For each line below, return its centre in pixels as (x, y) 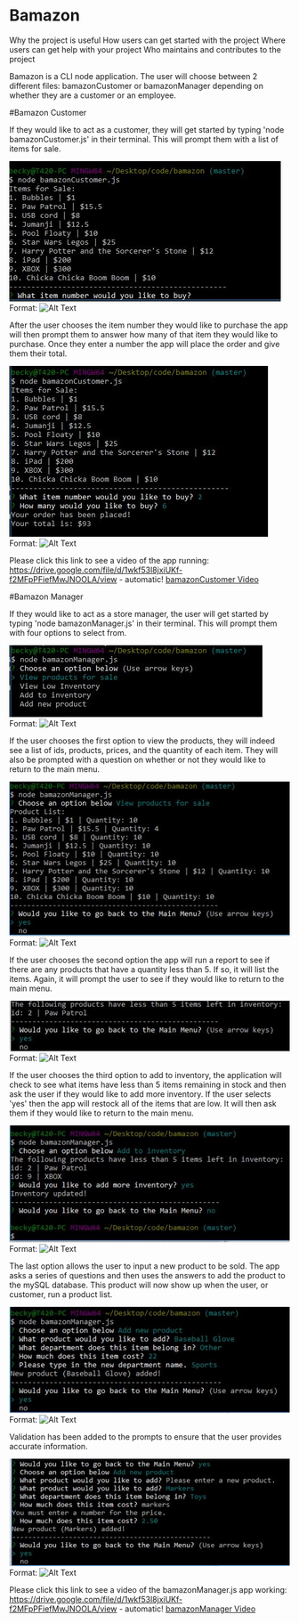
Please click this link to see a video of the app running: (109, 560)
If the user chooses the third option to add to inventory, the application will (145, 1075)
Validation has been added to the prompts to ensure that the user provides (145, 1436)
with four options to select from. (68, 632)
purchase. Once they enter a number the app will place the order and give (145, 344)
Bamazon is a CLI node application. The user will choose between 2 (133, 76)
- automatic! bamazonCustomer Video (189, 579)
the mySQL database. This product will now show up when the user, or (139, 1285)
